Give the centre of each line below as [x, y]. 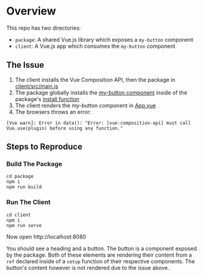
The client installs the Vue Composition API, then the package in [95, 79]
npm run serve [24, 225]
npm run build [24, 187]
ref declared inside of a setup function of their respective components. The [101, 261]
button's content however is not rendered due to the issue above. [88, 268]
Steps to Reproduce [45, 147]
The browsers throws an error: [53, 112]
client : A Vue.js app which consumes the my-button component [95, 46]
